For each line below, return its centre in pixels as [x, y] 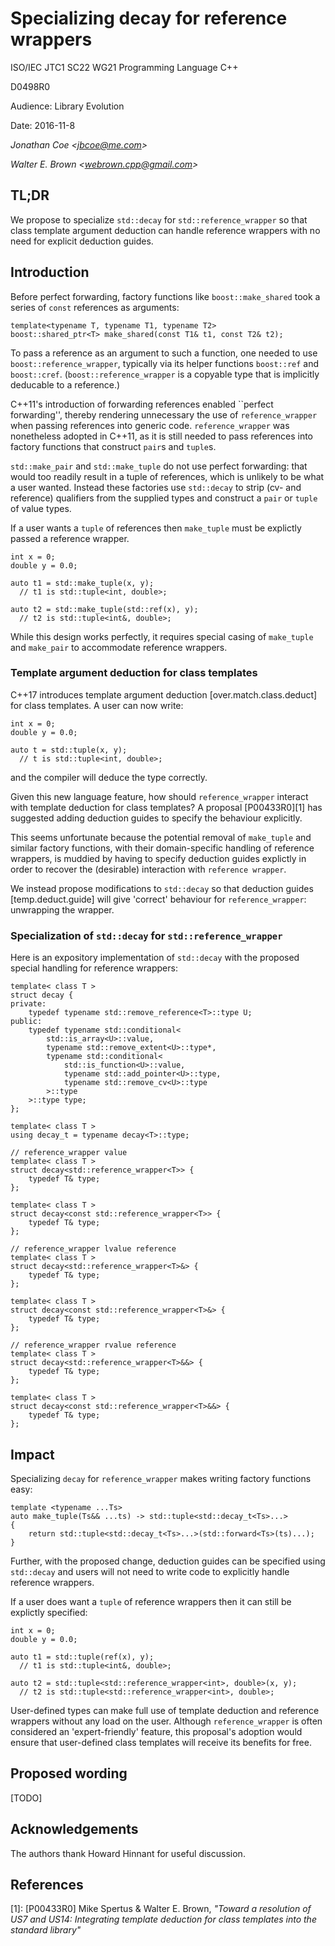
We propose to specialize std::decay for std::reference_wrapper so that [159, 219]
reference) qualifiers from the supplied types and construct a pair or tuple [164, 498]
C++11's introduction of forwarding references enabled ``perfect [142, 404]
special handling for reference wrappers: [94, 968]
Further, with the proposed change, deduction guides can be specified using [168, 1561]
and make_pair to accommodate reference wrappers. [119, 647]
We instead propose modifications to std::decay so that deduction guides [162, 888]
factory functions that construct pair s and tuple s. [113, 446]
